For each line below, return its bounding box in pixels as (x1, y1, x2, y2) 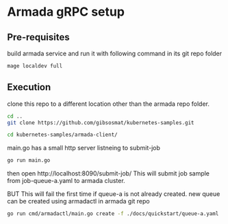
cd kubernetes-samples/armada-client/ (7, 131, 118, 139)
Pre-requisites (7, 31, 70, 43)
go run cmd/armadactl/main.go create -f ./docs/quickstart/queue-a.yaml (7, 210, 219, 217)
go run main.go (7, 157, 51, 164)
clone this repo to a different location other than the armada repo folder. (7, 100, 210, 108)
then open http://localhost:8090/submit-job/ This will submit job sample (7, 169, 210, 178)
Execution (7, 81, 51, 93)
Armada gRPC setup (7, 4, 125, 20)
